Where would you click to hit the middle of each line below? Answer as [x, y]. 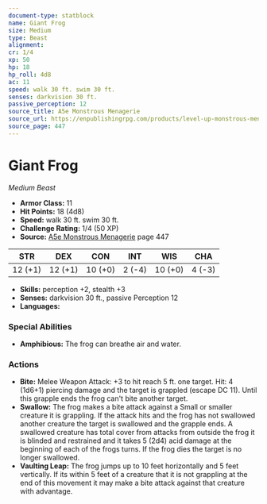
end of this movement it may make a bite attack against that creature [132, 483]
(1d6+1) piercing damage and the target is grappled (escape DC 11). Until [138, 391]
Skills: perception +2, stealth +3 [72, 289]
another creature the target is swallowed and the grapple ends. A [126, 424]
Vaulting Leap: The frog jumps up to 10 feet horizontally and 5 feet [129, 466]
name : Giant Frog [37, 23]
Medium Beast [32, 187]
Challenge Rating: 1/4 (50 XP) [69, 228]
